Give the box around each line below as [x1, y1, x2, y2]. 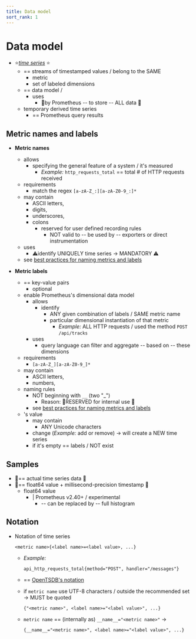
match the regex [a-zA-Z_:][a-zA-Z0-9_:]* [32, 187, 137, 195]
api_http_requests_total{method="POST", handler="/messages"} [23, 566, 180, 572]
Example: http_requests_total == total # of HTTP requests [41, 169, 185, 176]
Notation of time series [14, 532, 71, 540]
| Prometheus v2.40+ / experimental [32, 494, 121, 501]
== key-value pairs [23, 279, 69, 286]
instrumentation [49, 237, 88, 245]
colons [32, 219, 49, 226]
